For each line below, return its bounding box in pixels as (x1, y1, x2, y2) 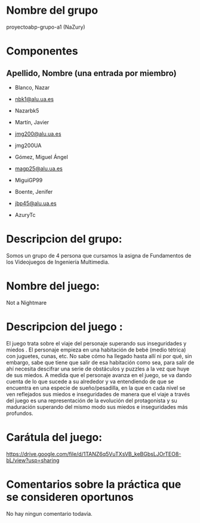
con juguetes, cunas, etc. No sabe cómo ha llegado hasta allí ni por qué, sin (6, 352, 192, 359)
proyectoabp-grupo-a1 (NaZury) (6, 23, 85, 30)
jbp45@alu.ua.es (14, 200, 57, 207)
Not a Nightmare (6, 299, 47, 306)
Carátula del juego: (6, 430, 103, 444)
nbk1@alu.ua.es (14, 95, 54, 102)
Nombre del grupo (6, 4, 99, 17)
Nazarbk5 (14, 107, 39, 114)
